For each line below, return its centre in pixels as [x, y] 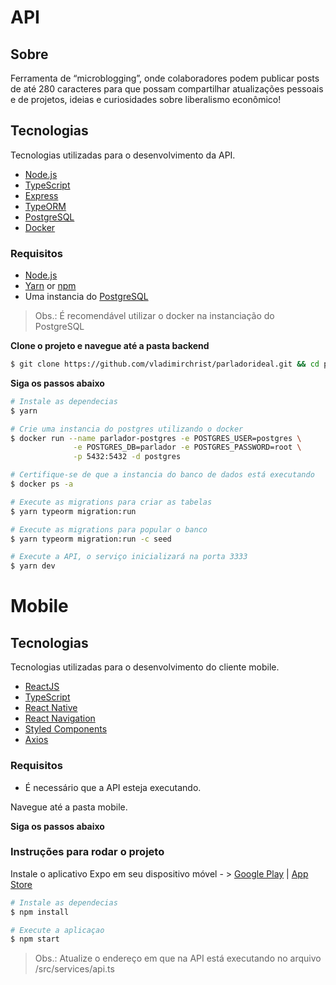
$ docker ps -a [42, 484]
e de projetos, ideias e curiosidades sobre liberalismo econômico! [146, 99]
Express [41, 195]
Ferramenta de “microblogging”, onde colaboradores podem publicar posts [165, 78]
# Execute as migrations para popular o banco [109, 529]
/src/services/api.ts [74, 969]
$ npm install [40, 912]
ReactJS [42, 687]
